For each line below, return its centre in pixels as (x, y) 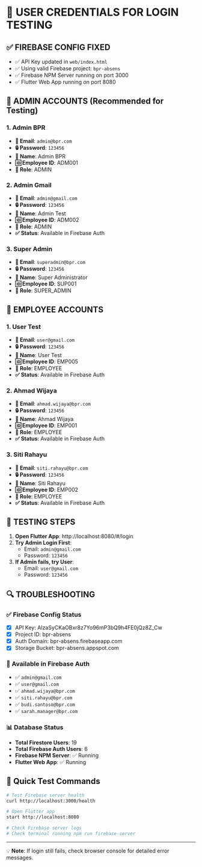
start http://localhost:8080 (43, 817)
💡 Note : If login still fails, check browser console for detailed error (88, 851)
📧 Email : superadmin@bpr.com (50, 262)
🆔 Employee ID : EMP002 (47, 489)
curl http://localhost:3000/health (51, 801)
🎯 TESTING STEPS (41, 522)
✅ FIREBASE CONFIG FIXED (58, 47)
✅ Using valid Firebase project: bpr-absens (68, 68)
